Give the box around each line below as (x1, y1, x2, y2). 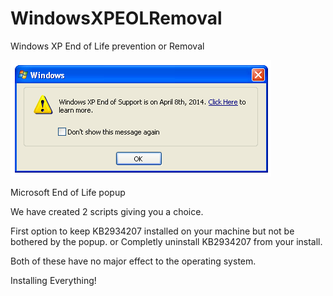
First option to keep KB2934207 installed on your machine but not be (10, 225, 295, 237)
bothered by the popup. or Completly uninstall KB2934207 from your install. (10, 235, 323, 247)
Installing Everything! (10, 274, 97, 286)
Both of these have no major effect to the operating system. (10, 255, 257, 267)
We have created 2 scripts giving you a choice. (10, 205, 204, 217)
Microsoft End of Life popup (10, 186, 126, 198)
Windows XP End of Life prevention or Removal (10, 40, 205, 52)
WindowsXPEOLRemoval (10, 7, 223, 30)
